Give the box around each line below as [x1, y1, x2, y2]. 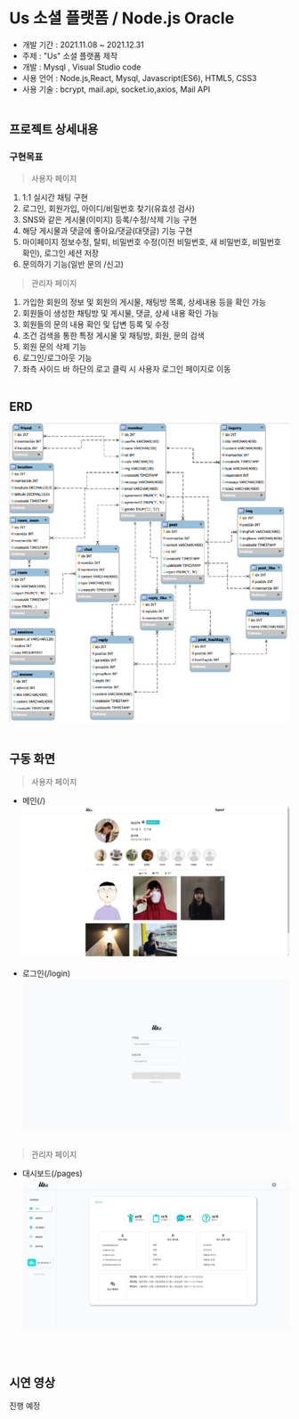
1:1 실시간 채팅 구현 [21, 192, 89, 202]
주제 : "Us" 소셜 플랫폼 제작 [21, 50, 118, 61]
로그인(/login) [21, 968, 71, 979]
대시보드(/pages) [21, 1168, 83, 1178]
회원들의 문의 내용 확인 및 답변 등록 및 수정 [21, 318, 170, 330]
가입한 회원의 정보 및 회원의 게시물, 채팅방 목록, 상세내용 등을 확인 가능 [21, 296, 267, 308]
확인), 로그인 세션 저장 [21, 247, 100, 258]
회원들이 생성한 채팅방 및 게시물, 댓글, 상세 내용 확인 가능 [21, 308, 220, 318]
